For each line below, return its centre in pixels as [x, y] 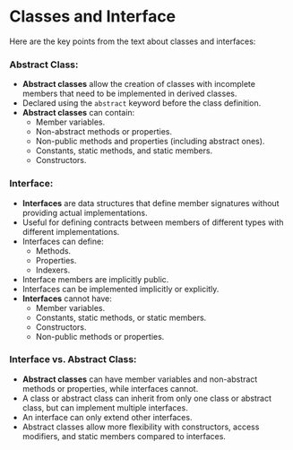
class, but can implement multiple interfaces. [105, 407]
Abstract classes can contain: [78, 113]
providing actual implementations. [85, 212]
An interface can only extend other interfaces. [107, 417]
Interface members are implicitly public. [95, 279]
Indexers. [53, 270]
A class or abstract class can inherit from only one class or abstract [146, 398]
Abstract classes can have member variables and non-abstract [140, 379]
